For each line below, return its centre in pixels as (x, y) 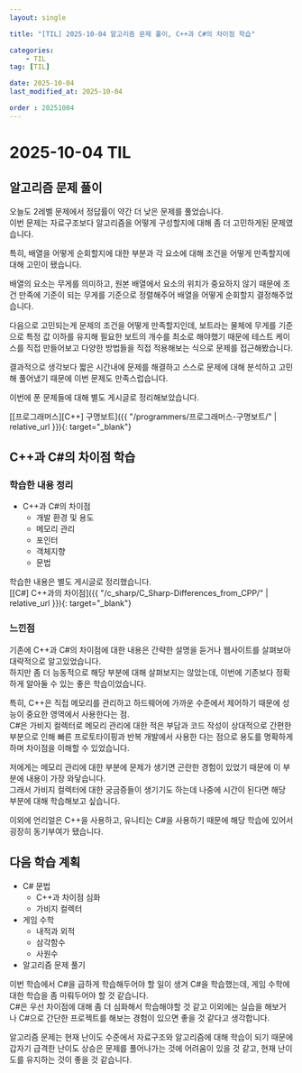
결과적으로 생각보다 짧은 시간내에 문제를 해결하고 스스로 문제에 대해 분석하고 (143, 367)
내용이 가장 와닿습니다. (66, 778)
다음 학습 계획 (45, 862)
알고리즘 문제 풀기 (54, 965)
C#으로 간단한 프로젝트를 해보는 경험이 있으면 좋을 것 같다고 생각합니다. (144, 1018)
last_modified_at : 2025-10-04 (66, 92)
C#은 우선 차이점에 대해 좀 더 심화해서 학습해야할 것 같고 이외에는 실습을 (136, 1006)
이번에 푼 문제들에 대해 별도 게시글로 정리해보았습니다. (105, 397)
